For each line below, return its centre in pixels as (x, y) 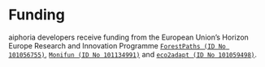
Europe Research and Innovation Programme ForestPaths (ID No (117, 45)
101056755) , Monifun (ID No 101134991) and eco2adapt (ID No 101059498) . (133, 54)
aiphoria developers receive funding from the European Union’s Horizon (129, 37)
